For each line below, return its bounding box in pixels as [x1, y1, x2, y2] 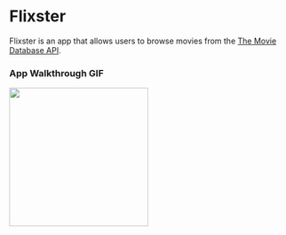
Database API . [9, 44, 61, 55]
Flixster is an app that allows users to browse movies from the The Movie [9, 35, 277, 46]
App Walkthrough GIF [9, 67, 104, 79]
